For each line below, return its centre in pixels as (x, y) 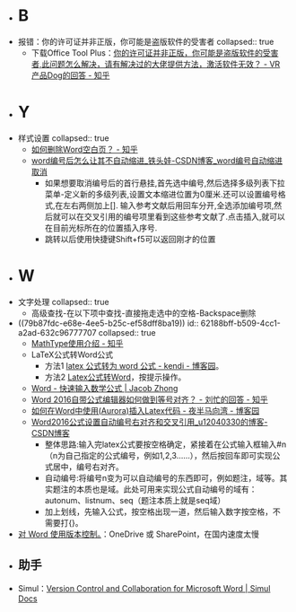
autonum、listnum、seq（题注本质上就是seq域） (135, 500)
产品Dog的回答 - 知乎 (70, 75)
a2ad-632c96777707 (57, 332)
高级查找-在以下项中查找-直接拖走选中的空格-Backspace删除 (144, 313)
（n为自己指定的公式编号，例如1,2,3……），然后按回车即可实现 (159, 455)
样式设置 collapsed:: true (63, 138)
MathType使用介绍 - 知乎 (77, 343)
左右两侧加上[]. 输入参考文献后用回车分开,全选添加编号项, (168, 205)
